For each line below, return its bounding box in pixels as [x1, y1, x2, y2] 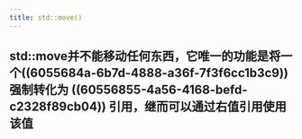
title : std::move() [9, 13, 83, 22]
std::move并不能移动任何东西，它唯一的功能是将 [9, 48, 281, 64]
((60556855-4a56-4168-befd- [70, 83, 248, 98]
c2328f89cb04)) [9, 100, 106, 115]
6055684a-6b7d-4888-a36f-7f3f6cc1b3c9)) [30, 65, 288, 81]
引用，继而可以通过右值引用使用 [108, 100, 287, 115]
